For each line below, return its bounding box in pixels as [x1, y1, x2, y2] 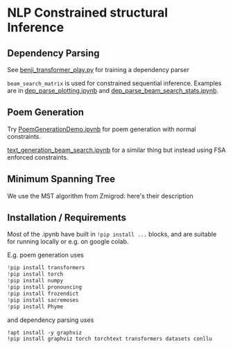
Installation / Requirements [7, 212, 127, 223]
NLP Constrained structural [7, 5, 169, 21]
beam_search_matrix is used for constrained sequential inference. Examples [7, 79, 222, 87]
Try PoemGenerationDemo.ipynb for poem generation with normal [7, 125, 196, 133]
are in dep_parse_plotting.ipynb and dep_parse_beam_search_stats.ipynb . [7, 87, 219, 94]
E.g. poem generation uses [7, 251, 85, 259]
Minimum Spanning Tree [7, 173, 116, 185]
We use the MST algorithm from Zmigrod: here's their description [7, 191, 194, 200]
